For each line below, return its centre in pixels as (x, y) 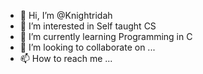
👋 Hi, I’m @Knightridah (66, 15)
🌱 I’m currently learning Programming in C (106, 36)
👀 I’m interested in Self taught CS (88, 26)
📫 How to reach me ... (66, 58)
